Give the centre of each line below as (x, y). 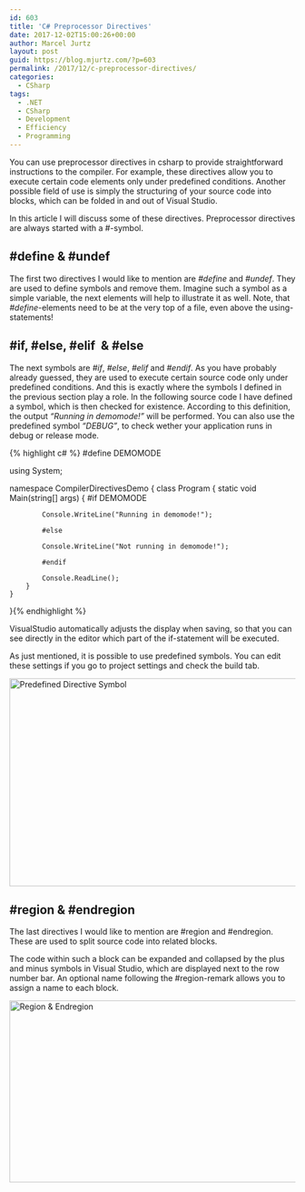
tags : (20, 94)
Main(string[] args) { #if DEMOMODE (78, 497)
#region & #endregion (73, 910)
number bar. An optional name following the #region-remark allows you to (148, 978)
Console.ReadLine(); (81, 578)
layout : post (34, 52)
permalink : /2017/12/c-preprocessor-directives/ (103, 69)
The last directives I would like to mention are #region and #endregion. (142, 932)
